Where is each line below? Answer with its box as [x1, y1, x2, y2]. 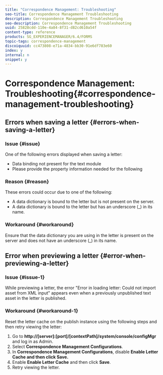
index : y [5, 48, 23, 53]
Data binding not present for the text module [12, 161, 101, 167]
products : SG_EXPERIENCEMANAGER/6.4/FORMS [5, 35, 92, 39]
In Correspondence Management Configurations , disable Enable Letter [12, 349, 158, 355]
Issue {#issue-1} [5, 274, 45, 281]
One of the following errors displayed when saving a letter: [5, 152, 123, 158]
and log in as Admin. [12, 338, 54, 344]
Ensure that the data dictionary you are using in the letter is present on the [5, 232, 154, 238]
